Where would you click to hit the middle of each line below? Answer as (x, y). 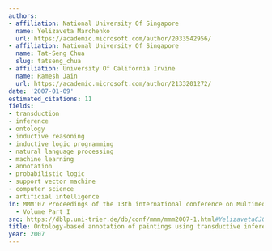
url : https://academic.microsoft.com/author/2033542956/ (114, 38)
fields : (21, 106)
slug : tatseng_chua (49, 62)
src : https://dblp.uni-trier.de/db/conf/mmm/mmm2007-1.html (112, 219)
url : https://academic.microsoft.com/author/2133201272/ (114, 83)
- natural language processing (61, 151)
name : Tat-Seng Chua (50, 53)
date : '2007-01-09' (41, 91)
